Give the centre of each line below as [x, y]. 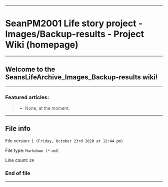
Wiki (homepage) [42, 45]
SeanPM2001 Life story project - [74, 24]
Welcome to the [30, 69]
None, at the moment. [47, 108]
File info [18, 129]
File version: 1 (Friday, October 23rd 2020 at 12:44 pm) [64, 140]
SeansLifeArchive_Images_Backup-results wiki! [81, 77]
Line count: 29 [19, 160]
